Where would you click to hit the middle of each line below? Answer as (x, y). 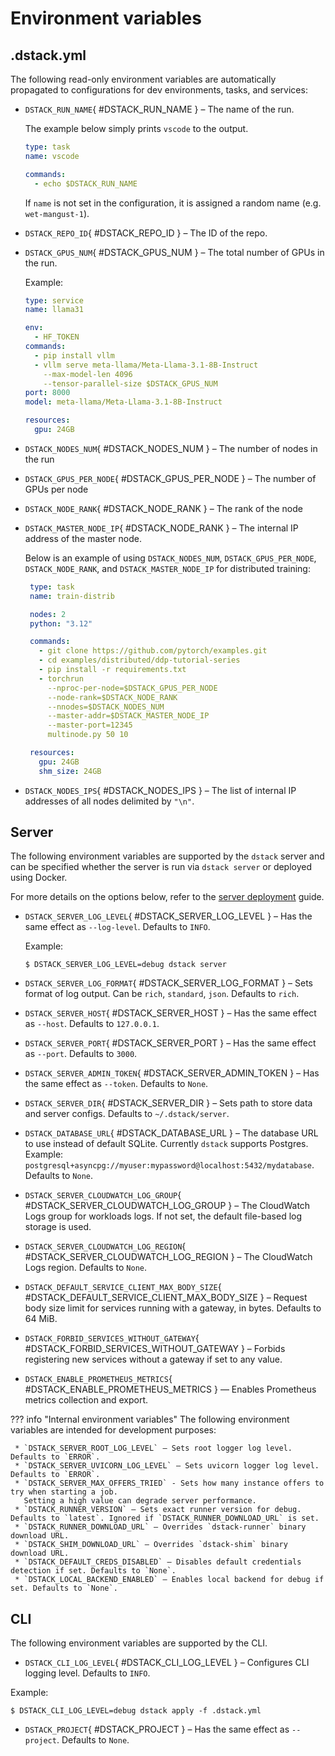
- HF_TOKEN (57, 337)
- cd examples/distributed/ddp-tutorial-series (139, 660)
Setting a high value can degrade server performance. (140, 1501)
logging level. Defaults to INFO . (87, 1673)
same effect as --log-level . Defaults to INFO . (117, 927)
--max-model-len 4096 (88, 374)
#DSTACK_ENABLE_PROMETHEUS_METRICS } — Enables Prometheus (170, 1389)
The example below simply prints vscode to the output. (136, 128)
